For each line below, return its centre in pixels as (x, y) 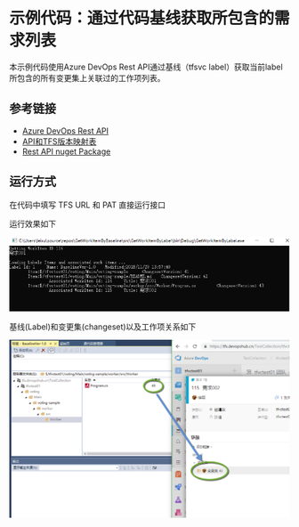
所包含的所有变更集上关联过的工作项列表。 (87, 77)
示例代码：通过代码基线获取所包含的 (142, 18)
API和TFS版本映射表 (59, 141)
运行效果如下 (32, 223)
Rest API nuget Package (66, 151)
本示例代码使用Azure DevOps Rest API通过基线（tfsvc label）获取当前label (146, 67)
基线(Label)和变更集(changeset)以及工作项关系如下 (103, 327)
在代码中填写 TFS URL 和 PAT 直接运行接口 (88, 205)
